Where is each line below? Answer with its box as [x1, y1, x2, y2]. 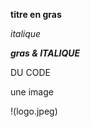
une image [10, 86, 54, 98]
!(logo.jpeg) [10, 105, 58, 117]
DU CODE [10, 67, 51, 78]
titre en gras [10, 9, 62, 20]
